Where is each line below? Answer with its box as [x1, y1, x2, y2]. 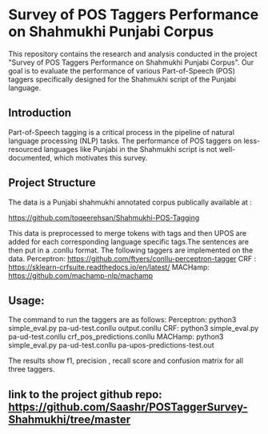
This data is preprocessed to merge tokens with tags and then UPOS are [8, 228, 246, 237]
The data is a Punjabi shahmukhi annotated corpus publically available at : [8, 197, 252, 207]
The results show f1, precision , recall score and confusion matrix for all [8, 356, 244, 365]
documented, [8, 153, 53, 162]
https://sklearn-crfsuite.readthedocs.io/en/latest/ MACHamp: [8, 262, 210, 272]
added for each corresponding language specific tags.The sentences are [8, 237, 250, 246]
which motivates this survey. [54, 153, 148, 162]
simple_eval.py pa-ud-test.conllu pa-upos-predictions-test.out [8, 340, 214, 350]
